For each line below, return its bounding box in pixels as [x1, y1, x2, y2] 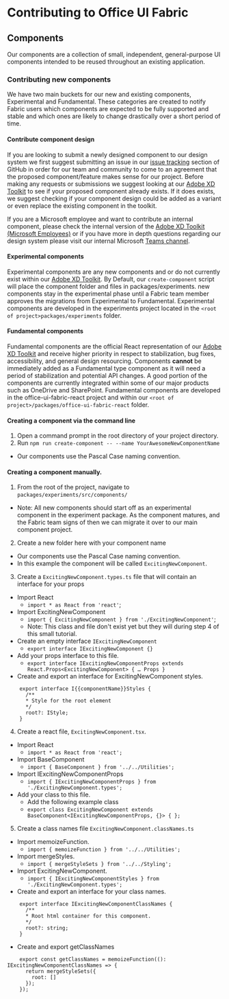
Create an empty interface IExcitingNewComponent [16, 637, 157, 646]
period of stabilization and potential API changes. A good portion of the [7, 371, 208, 379]
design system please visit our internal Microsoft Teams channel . [7, 237, 190, 245]
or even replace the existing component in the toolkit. [7, 201, 157, 210]
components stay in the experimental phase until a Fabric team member [7, 290, 210, 298]
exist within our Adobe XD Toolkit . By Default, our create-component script [7, 274, 215, 283]
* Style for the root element [25, 698, 111, 705]
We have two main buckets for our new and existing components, [7, 91, 191, 99]
